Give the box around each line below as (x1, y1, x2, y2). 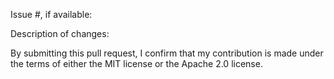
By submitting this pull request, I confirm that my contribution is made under (10, 47, 324, 59)
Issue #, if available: (10, 9, 93, 20)
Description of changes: (10, 28, 110, 39)
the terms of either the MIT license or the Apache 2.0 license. (10, 58, 263, 69)
